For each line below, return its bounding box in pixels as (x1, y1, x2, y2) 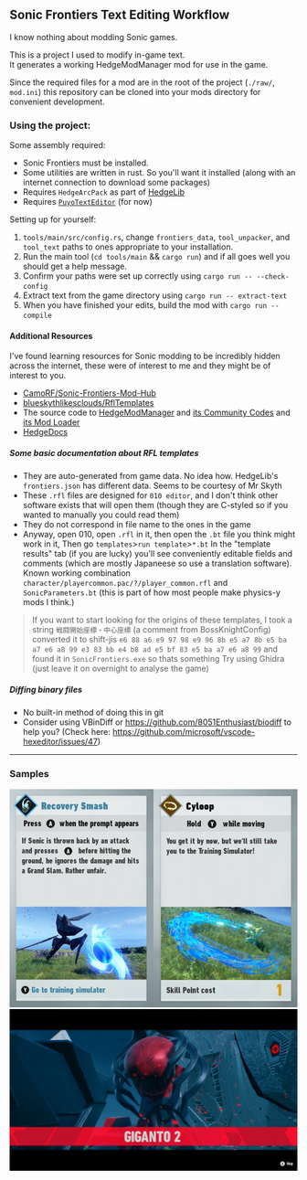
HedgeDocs (22, 427, 69, 438)
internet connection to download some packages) (22, 177, 211, 188)
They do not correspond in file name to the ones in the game (22, 519, 251, 530)
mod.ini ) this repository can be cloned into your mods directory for (9, 86, 261, 97)
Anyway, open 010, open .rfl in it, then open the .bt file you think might (22, 529, 295, 540)
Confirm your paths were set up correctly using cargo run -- (22, 271, 253, 282)
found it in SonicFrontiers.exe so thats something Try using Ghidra (31, 654, 285, 664)
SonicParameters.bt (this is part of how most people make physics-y (22, 587, 281, 598)
